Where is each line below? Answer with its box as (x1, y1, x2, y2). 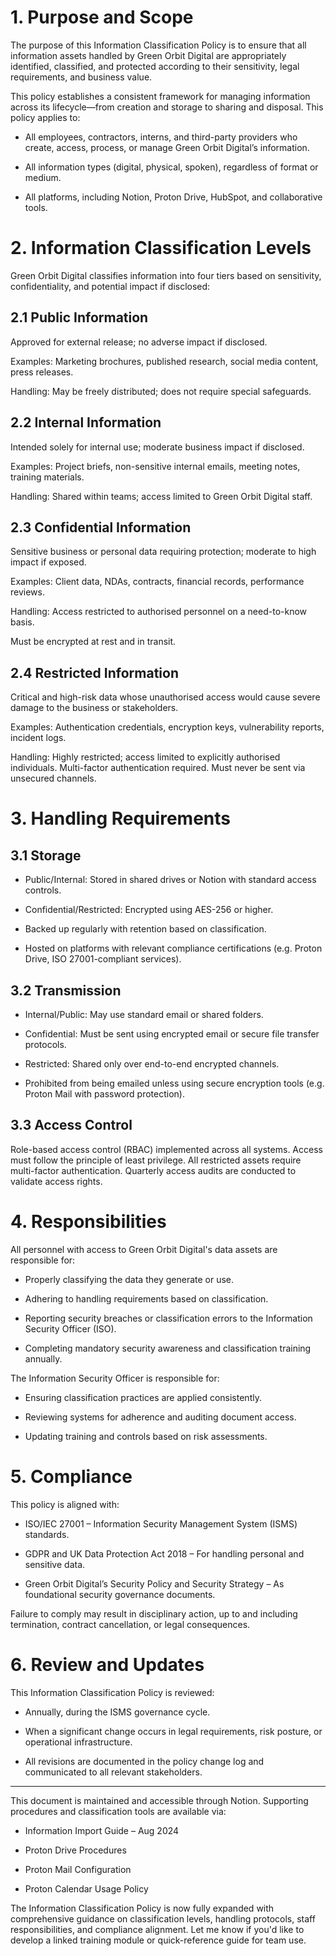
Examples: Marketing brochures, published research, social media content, (10, 355, 319, 367)
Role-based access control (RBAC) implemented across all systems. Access (10, 1143, 323, 1155)
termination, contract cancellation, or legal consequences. (10, 1618, 251, 1630)
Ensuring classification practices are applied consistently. (24, 1391, 262, 1403)
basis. (10, 616, 35, 628)
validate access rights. (10, 1175, 103, 1187)
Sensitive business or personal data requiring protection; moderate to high (10, 546, 317, 558)
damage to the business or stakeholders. (10, 702, 179, 714)
